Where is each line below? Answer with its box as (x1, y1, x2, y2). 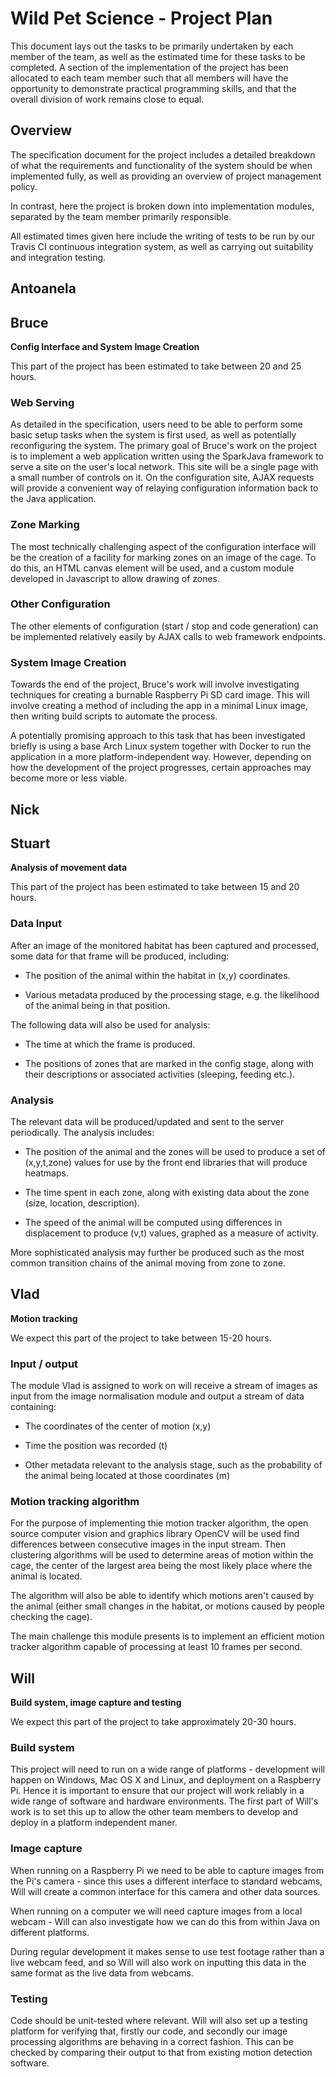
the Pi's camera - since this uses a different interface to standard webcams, (10, 1875, 323, 1887)
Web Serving (10, 395, 75, 409)
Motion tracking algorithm (10, 1494, 140, 1508)
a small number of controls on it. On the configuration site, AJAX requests (10, 472, 315, 484)
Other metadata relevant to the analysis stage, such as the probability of (24, 1459, 323, 1471)
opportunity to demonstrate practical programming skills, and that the (10, 82, 297, 94)
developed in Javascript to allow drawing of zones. (10, 572, 221, 584)
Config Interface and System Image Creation (10, 340, 200, 352)
